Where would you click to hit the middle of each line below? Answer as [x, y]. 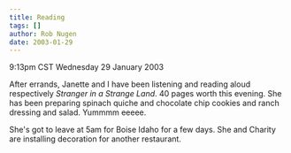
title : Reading [37, 17]
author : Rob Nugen [43, 34]
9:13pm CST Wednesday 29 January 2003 [87, 67]
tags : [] [25, 26]
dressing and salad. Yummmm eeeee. [78, 112]
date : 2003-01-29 [41, 42]
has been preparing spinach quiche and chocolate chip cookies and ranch [145, 103]
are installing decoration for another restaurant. [95, 139]
